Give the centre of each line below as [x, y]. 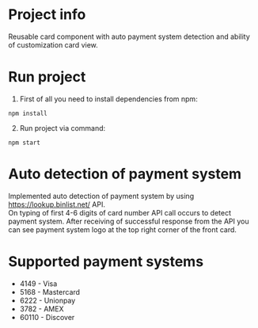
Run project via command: [63, 128]
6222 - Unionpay [47, 300]
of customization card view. [53, 44]
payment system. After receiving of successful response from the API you [129, 221]
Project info [47, 15]
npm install [28, 113]
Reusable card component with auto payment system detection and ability [129, 36]
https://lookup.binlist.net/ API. [57, 204]
